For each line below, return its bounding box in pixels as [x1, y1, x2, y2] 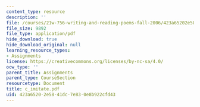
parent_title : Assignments [6, 70, 73, 75]
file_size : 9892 [6, 25, 46, 32]
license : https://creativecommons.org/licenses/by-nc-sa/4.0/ [6, 58, 164, 64]
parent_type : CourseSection [6, 75, 76, 81]
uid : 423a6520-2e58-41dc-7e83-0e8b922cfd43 [6, 92, 116, 97]
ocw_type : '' [6, 64, 39, 70]
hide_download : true [6, 36, 58, 42]
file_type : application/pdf [6, 31, 76, 37]
